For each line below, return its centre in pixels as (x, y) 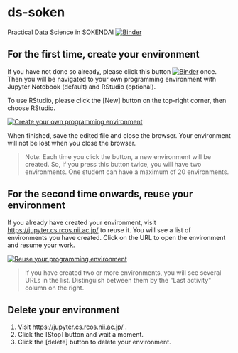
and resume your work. (42, 245)
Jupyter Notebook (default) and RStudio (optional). (82, 87)
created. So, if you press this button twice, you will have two (113, 164)
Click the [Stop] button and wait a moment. (81, 335)
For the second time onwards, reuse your (100, 194)
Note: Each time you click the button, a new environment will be (118, 156)
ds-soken (36, 12)
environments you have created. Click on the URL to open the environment (117, 237)
